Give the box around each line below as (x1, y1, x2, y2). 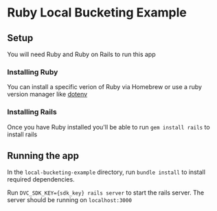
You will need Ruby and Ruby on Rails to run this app (7, 50, 156, 58)
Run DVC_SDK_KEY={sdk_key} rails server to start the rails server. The (7, 188, 205, 197)
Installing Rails (7, 108, 57, 117)
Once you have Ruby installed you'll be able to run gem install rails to (7, 123, 211, 131)
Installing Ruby (7, 67, 58, 77)
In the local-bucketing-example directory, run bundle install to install (7, 168, 206, 176)
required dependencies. (7, 175, 75, 184)
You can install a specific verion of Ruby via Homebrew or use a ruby (7, 83, 203, 91)
